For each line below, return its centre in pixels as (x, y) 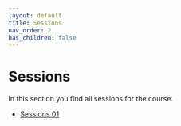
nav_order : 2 (30, 30)
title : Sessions (35, 23)
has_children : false (43, 38)
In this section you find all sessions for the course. (91, 99)
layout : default (35, 15)
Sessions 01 (39, 114)
